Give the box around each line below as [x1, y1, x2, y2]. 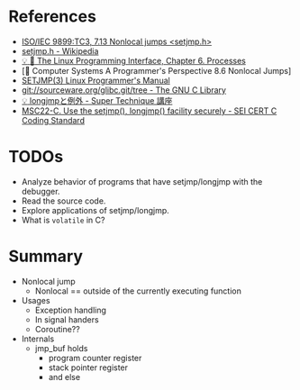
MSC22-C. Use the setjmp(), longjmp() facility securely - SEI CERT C [21, 105, 277, 116]
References [8, 6, 96, 27]
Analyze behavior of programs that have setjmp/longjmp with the [21, 176, 263, 186]
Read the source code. [21, 195, 106, 206]
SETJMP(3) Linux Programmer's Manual [21, 75, 170, 86]
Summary [8, 246, 83, 267]
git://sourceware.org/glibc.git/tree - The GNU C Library [21, 84, 227, 95]
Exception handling [34, 304, 107, 315]
